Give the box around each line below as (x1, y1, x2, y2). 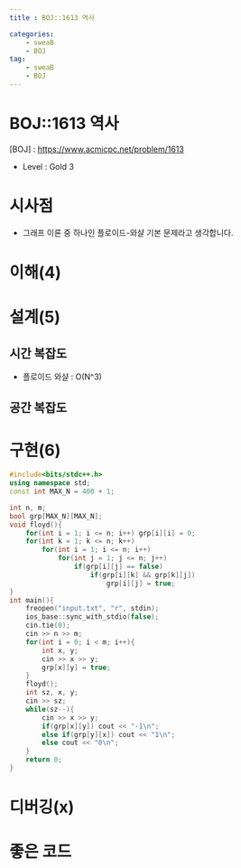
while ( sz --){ (25, 705, 75, 714)
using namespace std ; (9, 479, 91, 488)
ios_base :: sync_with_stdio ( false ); (25, 612, 160, 621)
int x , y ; (42, 646, 79, 655)
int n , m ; (9, 503, 47, 512)
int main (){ (9, 595, 54, 605)
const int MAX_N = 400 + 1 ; (9, 487, 116, 497)
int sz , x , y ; (25, 688, 79, 697)
